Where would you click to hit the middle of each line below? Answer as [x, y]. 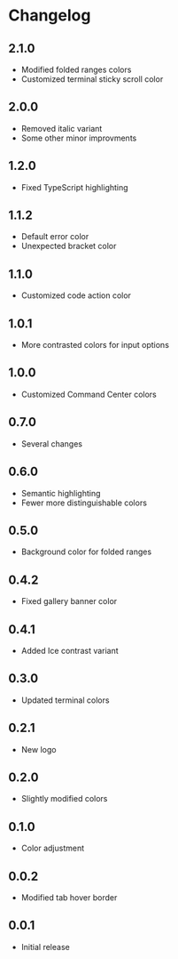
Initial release [45, 947]
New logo [39, 749]
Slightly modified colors [64, 799]
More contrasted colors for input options [95, 345]
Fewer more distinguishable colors [84, 503]
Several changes [52, 443]
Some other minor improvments [79, 138]
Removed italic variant [62, 128]
